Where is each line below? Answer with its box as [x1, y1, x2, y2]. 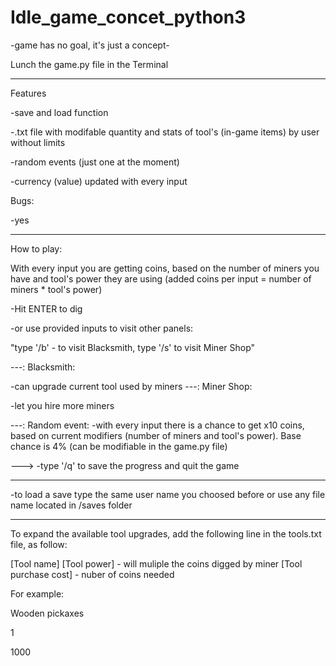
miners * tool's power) [10, 283, 103, 295]
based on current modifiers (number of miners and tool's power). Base [10, 429, 302, 441]
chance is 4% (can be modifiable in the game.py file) [10, 440, 228, 452]
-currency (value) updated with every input [10, 175, 188, 187]
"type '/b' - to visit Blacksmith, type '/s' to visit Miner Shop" [10, 341, 256, 353]
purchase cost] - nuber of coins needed [10, 568, 175, 580]
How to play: [10, 242, 63, 255]
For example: [10, 587, 65, 600]
